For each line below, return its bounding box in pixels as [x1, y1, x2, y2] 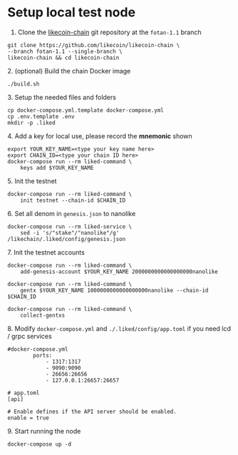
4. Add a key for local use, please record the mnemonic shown [7, 131, 192, 140]
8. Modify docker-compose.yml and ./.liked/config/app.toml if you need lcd [7, 324, 232, 332]
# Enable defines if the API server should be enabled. [7, 408, 177, 415]
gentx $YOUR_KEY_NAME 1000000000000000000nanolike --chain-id [20, 287, 209, 294]
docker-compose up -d [7, 440, 72, 448]
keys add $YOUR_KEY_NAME [20, 164, 94, 171]
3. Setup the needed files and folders [7, 93, 116, 101]
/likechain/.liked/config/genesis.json [7, 235, 126, 242]
